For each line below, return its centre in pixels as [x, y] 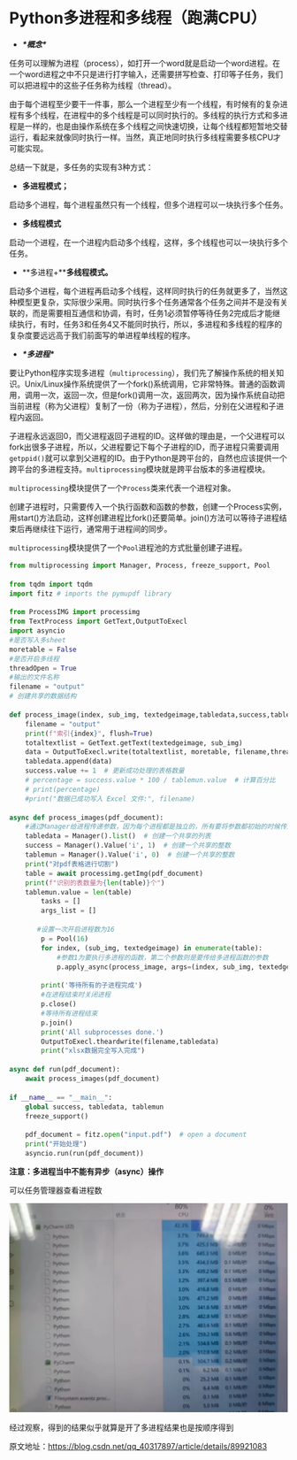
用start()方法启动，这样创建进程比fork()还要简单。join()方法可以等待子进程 [145, 518]
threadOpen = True [43, 668]
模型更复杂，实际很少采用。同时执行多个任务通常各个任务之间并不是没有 [148, 302]
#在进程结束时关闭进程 [76, 995]
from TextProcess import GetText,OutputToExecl [99, 622]
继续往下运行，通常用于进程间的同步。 [102, 528]
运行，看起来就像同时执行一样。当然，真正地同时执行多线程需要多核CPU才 [145, 137]
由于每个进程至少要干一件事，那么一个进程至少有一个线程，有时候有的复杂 [145, 104]
